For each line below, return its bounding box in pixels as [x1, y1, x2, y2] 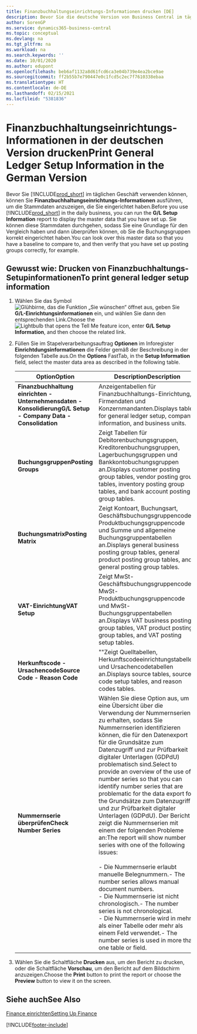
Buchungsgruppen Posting [17, 458, 93, 467]
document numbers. [98, 885, 154, 893]
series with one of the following [98, 841, 185, 849]
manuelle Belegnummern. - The [98, 870, 185, 878]
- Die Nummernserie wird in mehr [98, 914, 192, 923]
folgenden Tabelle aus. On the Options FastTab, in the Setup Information [14, 353, 191, 360]
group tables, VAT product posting [98, 624, 193, 632]
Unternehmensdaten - [17, 397, 83, 406]
